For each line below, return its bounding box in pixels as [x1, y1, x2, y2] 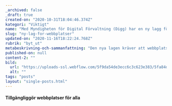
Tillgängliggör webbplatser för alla [5, 95, 80, 101]
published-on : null [5, 50, 47, 55]
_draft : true [5, 12, 33, 17]
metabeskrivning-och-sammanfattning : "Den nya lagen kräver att [5, 46, 145, 51]
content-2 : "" [5, 55, 36, 60]
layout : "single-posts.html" [5, 79, 68, 84]
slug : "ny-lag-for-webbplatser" [5, 31, 74, 36]
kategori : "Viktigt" [5, 22, 50, 27]
